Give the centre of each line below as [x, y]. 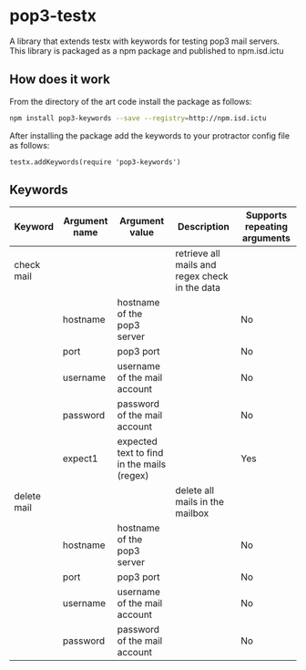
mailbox [192, 513]
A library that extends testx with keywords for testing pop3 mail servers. [145, 41]
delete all [195, 490]
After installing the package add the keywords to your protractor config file [149, 135]
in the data [198, 288]
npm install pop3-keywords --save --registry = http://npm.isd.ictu [138, 118]
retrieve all [198, 253]
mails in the [200, 502]
